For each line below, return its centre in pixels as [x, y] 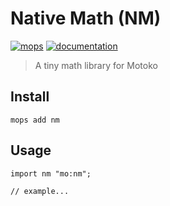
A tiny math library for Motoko [96, 65]
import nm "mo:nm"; [51, 173]
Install [30, 97]
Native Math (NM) [86, 18]
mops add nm [35, 120]
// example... [40, 191]
